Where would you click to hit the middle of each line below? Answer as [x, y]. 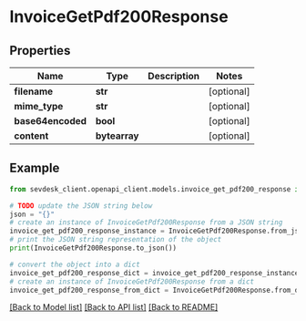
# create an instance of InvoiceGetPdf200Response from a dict [132, 281]
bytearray [117, 136]
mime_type [39, 106]
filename [34, 91]
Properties [40, 51]
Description [174, 76]
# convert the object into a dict [75, 264]
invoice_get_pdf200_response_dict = [79, 273]
